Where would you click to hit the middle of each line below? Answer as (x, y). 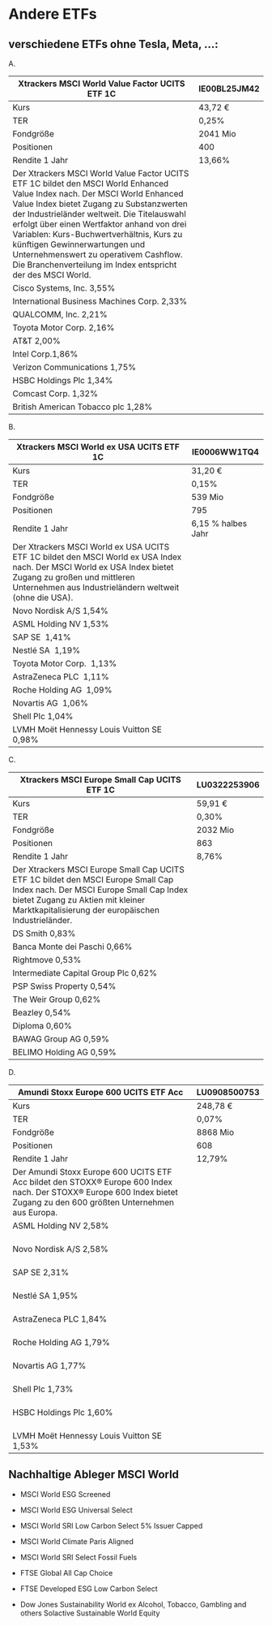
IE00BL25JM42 (229, 88)
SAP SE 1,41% (42, 637)
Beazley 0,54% (42, 1013)
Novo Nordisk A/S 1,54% (61, 611)
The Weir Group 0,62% (57, 999)
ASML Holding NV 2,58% (61, 1225)
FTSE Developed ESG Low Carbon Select (89, 1589)
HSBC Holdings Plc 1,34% (63, 380)
